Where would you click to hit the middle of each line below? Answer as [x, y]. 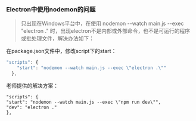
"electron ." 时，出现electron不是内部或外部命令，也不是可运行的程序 [105, 31]
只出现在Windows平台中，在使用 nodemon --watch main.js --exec [102, 24]
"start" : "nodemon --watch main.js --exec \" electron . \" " [92, 68]
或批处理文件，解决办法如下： [57, 38]
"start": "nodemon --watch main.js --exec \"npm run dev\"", [84, 102]
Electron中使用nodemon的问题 [51, 9]
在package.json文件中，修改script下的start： [61, 51]
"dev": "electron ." [32, 107]
